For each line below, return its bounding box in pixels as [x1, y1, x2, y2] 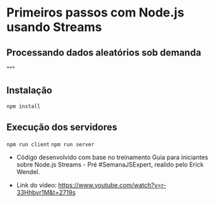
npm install [6, 103, 41, 110]
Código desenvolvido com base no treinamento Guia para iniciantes [16, 153, 209, 161]
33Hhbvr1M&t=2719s [16, 188, 76, 196]
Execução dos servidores [6, 121, 117, 133]
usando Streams [6, 19, 102, 35]
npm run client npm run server [6, 141, 95, 148]
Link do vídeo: [16, 180, 57, 189]
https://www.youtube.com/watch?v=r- [58, 180, 166, 189]
